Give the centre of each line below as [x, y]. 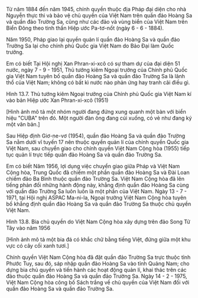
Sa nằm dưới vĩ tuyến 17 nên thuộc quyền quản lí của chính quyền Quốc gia [98, 142]
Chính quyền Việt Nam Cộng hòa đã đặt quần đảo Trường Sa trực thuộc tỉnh [98, 257]
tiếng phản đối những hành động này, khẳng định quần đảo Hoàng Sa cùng [98, 185]
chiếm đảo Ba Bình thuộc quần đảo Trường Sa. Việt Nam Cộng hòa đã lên [95, 179]
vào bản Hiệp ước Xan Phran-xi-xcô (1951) [57, 100]
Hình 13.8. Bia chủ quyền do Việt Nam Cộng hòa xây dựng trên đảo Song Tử [98, 222]
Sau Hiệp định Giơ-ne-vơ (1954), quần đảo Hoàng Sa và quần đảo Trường [96, 136]
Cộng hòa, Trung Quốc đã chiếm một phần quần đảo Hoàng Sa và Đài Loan [98, 172]
